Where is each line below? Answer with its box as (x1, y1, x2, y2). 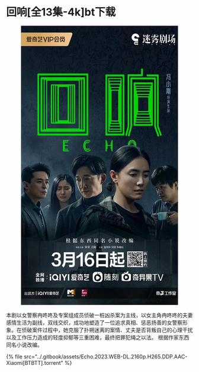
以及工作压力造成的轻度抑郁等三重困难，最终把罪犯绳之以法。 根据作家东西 (6, 333, 190, 341)
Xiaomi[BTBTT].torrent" (6, 359, 63, 366)
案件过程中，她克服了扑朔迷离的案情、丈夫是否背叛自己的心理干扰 (31, 326, 193, 333)
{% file (6, 353, 23, 360)
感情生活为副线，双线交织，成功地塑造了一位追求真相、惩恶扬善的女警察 (6, 319, 182, 326)
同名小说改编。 (6, 341, 43, 348)
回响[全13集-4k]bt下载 (6, 5, 116, 19)
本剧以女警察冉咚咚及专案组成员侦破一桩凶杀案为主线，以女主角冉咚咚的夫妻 (6, 312, 193, 319)
